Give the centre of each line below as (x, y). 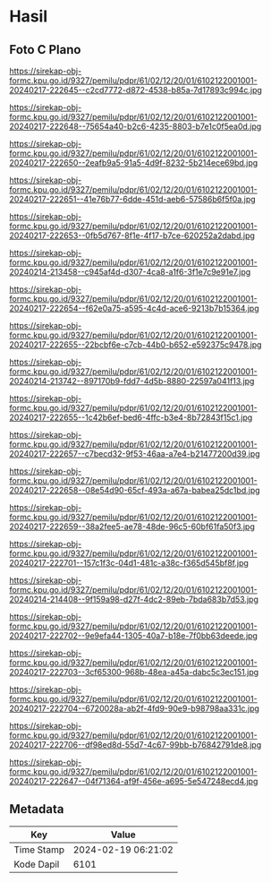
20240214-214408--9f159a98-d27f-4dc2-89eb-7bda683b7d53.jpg (134, 599)
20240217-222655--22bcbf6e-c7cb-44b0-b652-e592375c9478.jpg (135, 345)
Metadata (37, 809)
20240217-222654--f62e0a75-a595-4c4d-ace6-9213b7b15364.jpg (134, 308)
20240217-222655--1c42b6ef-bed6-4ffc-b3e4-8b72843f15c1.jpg (131, 417)
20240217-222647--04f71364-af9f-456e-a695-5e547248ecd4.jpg (134, 781)
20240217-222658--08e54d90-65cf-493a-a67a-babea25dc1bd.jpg (135, 490)
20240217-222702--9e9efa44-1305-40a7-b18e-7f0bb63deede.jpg (133, 636)
